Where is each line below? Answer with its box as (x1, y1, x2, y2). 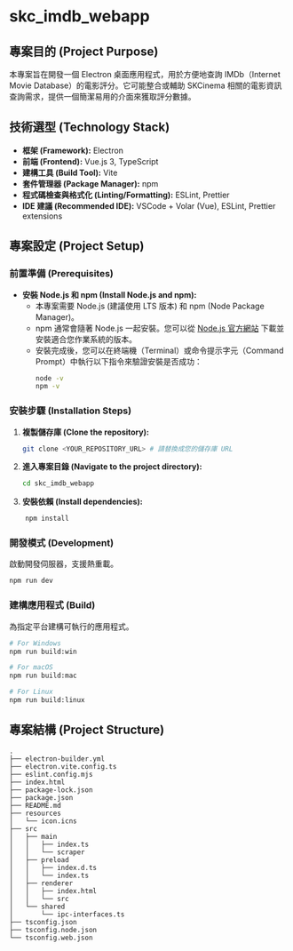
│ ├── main (9, 832, 58, 841)
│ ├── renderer (9, 878, 74, 888)
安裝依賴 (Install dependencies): (21, 496, 144, 507)
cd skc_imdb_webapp (21, 479, 95, 488)
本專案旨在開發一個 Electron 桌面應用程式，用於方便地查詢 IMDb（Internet (9, 69, 281, 79)
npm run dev (9, 576, 53, 586)
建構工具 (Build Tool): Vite (21, 167, 118, 178)
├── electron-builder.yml (9, 754, 105, 763)
